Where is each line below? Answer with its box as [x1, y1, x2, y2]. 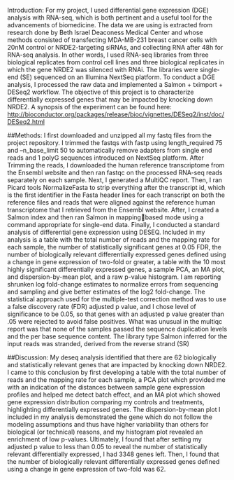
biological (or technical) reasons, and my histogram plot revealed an [7, 427, 203, 436]
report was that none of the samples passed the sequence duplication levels [7, 325, 228, 333]
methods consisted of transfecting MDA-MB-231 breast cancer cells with [7, 36, 217, 44]
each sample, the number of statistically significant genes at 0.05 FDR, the [7, 243, 221, 251]
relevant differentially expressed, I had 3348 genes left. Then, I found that [7, 450, 219, 458]
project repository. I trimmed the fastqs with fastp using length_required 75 [7, 139, 223, 146]
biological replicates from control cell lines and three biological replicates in [7, 58, 225, 66]
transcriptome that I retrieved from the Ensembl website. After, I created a [7, 206, 219, 214]
